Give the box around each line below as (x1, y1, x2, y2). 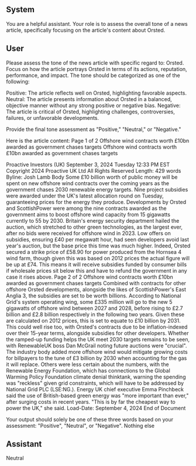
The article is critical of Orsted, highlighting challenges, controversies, (6, 108, 176, 115)
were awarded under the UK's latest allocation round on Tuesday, (6, 192, 164, 199)
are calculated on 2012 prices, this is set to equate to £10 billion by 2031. (6, 317, 181, 324)
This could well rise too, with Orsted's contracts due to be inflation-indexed (6, 323, 188, 330)
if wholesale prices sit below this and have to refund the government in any (6, 267, 187, 274)
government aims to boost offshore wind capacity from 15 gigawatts (6, 211, 171, 218)
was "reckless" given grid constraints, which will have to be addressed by (6, 379, 184, 387)
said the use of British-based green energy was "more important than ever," (6, 392, 189, 399)
